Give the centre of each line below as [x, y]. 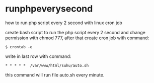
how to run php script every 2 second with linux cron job [64, 23]
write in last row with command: [38, 56]
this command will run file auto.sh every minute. [55, 75]
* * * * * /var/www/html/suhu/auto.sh [47, 65]
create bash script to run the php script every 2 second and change [75, 32]
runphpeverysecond [49, 9]
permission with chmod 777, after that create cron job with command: [77, 38]
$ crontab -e [19, 47]
